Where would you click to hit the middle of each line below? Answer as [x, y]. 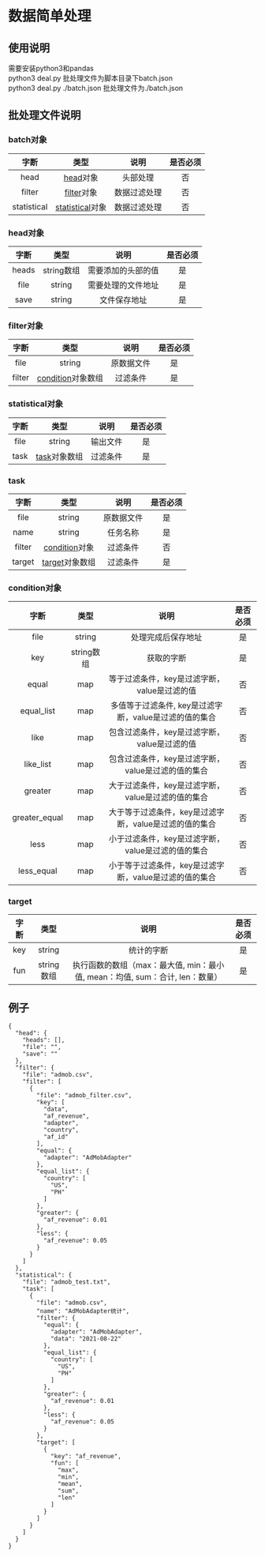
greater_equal [38, 818]
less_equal [38, 871]
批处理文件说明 [45, 115]
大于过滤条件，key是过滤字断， [166, 785]
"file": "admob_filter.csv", [84, 1096]
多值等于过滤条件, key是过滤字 [166, 705]
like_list [37, 765]
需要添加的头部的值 [123, 270]
